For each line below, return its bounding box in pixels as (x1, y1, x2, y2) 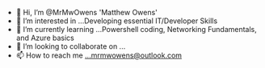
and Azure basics (15, 33, 74, 42)
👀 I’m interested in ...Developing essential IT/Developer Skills (15, 16, 218, 26)
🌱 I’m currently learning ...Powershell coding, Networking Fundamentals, (15, 25, 257, 34)
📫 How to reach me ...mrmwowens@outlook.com (15, 50, 183, 60)
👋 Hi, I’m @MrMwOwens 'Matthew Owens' (15, 8, 158, 17)
